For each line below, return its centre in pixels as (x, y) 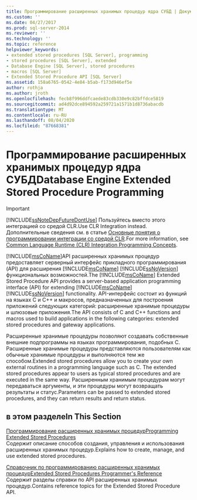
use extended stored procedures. (46, 455)
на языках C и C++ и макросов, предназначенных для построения (90, 300)
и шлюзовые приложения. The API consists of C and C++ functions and (93, 312)
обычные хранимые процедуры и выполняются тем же (75, 355)
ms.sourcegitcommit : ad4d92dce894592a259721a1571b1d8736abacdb (85, 104)
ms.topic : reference (31, 45)
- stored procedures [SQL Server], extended (61, 60)
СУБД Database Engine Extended (89, 180)
